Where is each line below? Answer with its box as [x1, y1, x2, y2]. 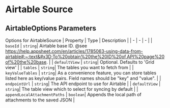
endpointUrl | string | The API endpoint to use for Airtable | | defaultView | [5, 80, 161, 87]
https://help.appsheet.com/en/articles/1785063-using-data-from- [5, 48, 144, 54]
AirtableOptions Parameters [5, 24, 97, 33]
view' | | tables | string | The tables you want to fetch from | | [5, 65, 134, 70]
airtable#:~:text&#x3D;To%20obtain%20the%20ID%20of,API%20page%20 [5, 53, 165, 60]
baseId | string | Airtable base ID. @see [5, 43, 88, 49]
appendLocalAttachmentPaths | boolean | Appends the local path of [5, 92, 141, 97]
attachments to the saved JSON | [5, 97, 75, 103]
